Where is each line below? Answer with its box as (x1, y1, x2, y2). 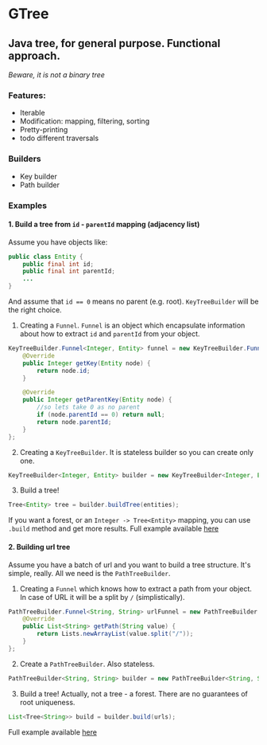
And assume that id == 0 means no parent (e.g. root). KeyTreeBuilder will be (8, 296, 259, 307)
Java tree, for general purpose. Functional (8, 37, 221, 50)
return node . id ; (37, 367, 91, 374)
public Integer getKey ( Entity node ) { (22, 359, 151, 367)
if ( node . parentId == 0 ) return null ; (37, 411, 165, 419)
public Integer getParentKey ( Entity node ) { (22, 396, 172, 404)
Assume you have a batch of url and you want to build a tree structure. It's (8, 559, 251, 570)
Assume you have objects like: (8, 237, 108, 247)
